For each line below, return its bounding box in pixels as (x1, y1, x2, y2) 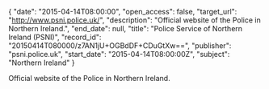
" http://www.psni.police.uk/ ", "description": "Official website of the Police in (8, 15, 261, 25)
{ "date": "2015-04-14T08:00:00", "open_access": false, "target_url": (8, 7, 237, 16)
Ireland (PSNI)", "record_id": (8, 32, 102, 42)
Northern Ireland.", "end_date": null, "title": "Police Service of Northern (8, 24, 243, 33)
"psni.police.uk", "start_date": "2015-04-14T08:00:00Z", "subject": (8, 50, 230, 59)
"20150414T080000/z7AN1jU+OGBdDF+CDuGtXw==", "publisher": (8, 41, 232, 51)
